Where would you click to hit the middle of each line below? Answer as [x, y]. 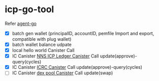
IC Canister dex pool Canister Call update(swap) [62, 73]
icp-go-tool [29, 9]
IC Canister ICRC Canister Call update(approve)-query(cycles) [77, 67]
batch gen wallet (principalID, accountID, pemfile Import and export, [83, 33]
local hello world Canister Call [43, 50]
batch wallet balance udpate [42, 45]
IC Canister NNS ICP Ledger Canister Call [55, 56]
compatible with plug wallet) [42, 39]
